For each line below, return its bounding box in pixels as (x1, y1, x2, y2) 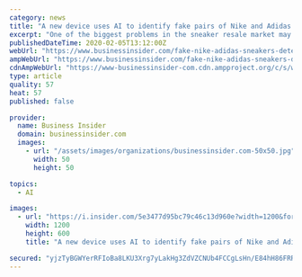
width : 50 (32, 155, 70, 164)
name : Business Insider (17, 121, 106, 130)
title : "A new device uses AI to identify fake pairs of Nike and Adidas (9, 22, 292, 31)
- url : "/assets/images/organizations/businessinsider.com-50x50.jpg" (25, 147, 296, 156)
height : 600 (25, 229, 70, 238)
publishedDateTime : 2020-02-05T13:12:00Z (9, 38, 167, 48)
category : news (9, 13, 67, 22)
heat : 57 (9, 88, 42, 97)
